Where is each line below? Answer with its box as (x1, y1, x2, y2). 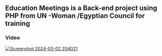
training (5, 19, 30, 28)
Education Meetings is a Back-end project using (5, 4, 157, 12)
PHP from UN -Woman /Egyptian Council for (5, 12, 145, 20)
